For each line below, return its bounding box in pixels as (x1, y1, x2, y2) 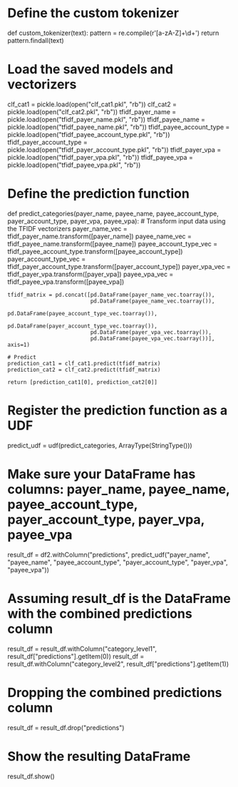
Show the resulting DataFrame (7, 748, 191, 764)
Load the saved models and (7, 61, 173, 78)
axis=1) (7, 341, 31, 348)
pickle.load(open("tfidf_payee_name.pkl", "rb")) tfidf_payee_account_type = (7, 123, 230, 131)
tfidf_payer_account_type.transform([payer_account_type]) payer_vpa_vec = (7, 262, 232, 270)
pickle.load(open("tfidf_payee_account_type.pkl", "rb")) (7, 130, 170, 138)
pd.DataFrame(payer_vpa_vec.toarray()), (90, 328, 212, 336)
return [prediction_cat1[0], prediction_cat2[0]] (7, 378, 158, 386)
